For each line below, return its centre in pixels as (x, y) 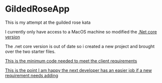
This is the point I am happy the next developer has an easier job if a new (79, 70)
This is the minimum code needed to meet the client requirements (71, 61)
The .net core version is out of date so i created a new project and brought (80, 46)
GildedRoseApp (37, 9)
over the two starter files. (30, 51)
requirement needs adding (32, 75)
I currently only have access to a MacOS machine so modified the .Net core (81, 32)
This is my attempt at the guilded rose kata (48, 22)
